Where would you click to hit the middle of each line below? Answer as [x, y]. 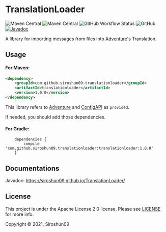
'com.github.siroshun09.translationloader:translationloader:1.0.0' [79, 149]
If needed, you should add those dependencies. [56, 117]
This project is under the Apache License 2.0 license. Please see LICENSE [83, 209]
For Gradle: [17, 129]
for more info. [20, 214]
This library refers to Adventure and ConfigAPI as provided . [67, 107]
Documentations [32, 168]
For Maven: [18, 68]
